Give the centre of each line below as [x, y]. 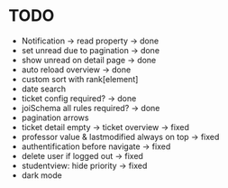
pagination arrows [55, 117]
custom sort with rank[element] [80, 79]
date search [44, 89]
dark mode [41, 175]
